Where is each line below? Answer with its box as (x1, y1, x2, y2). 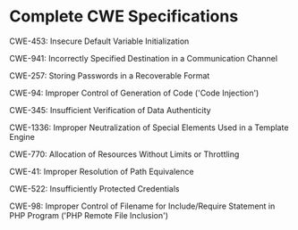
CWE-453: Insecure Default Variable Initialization (9, 36, 190, 46)
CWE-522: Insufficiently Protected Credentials (9, 183, 180, 193)
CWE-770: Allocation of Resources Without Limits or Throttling (9, 149, 240, 160)
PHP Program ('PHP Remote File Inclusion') (9, 209, 168, 220)
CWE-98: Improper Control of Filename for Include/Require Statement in (9, 201, 276, 211)
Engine (9, 131, 36, 142)
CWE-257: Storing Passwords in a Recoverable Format (9, 70, 210, 81)
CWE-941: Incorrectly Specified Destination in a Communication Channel (9, 53, 278, 63)
